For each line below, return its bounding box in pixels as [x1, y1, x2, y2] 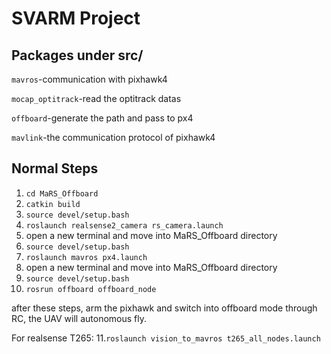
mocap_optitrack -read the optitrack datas [11, 93, 182, 104]
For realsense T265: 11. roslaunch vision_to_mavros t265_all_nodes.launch [11, 332, 321, 344]
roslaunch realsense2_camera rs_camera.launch [25, 220, 224, 231]
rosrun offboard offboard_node [25, 284, 157, 294]
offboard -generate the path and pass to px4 [11, 112, 194, 124]
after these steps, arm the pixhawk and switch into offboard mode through [11, 302, 318, 314]
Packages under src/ [11, 47, 144, 64]
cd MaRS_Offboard [25, 188, 99, 199]
